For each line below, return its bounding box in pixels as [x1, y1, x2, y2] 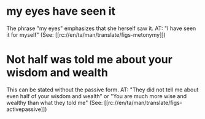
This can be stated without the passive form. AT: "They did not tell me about [6, 86, 199, 93]
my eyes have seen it [6, 4, 115, 18]
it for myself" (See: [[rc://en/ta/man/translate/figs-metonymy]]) [6, 31, 166, 38]
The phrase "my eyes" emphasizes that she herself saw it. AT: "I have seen [6, 25, 196, 32]
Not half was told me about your [6, 53, 173, 67]
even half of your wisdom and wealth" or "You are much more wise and [6, 92, 187, 99]
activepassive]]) [6, 106, 47, 113]
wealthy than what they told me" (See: [6, 99, 103, 106]
